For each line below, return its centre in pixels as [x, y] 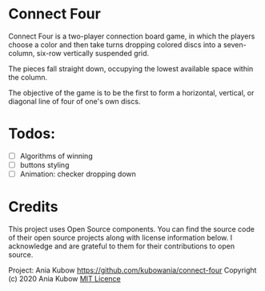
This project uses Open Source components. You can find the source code [131, 229]
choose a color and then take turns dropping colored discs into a [115, 44]
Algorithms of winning [56, 156]
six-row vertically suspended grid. [93, 53]
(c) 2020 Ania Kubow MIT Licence [65, 279]
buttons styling [44, 164]
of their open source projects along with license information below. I [120, 238]
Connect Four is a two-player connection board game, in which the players [132, 36]
